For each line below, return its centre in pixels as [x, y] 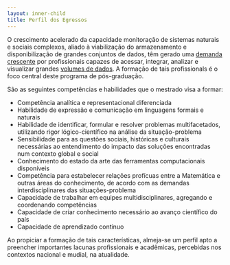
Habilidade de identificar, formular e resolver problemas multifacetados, [119, 124]
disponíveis [33, 168]
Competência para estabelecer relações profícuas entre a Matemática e [119, 175]
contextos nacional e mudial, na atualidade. [68, 254]
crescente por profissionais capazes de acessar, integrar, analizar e [103, 61]
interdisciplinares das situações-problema [76, 190]
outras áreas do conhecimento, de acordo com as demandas [103, 183]
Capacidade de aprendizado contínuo [70, 227]
